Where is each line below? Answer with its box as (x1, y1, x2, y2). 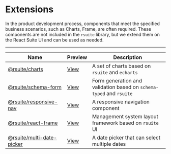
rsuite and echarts (92, 69, 138, 76)
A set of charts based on (92, 62, 151, 70)
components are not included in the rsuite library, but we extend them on (5, 31, 160, 37)
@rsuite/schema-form (8, 83, 62, 91)
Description (113, 54, 142, 61)
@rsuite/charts (8, 65, 43, 73)
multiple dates (92, 140, 126, 147)
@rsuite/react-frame (8, 119, 58, 126)
